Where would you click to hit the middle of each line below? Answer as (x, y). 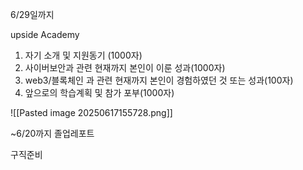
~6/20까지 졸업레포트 (52, 133)
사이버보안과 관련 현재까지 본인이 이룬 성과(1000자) (125, 67)
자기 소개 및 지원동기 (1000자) (83, 55)
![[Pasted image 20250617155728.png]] (91, 112)
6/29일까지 (32, 14)
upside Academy (45, 34)
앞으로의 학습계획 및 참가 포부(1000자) (99, 92)
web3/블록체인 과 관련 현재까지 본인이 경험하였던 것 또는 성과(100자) (159, 80)
